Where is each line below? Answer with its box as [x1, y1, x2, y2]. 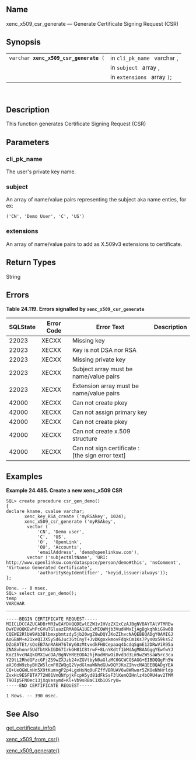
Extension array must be [72, 382, 139, 390]
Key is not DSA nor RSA [72, 346, 137, 354]
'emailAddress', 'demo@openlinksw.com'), [37, 550, 140, 556]
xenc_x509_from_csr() [6, 735, 60, 742]
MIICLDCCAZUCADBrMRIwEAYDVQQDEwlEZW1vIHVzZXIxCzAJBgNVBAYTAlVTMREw [6, 621, 174, 627]
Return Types [6, 258, 57, 268]
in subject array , [110, 63, 160, 71]
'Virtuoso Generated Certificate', [6, 565, 93, 571]
